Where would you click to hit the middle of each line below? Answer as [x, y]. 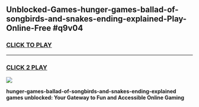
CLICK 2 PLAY [27, 67]
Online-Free [29, 28]
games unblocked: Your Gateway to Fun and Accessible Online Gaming [95, 98]
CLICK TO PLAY [29, 45]
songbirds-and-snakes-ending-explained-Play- [97, 19]
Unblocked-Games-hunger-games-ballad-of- [92, 10]
